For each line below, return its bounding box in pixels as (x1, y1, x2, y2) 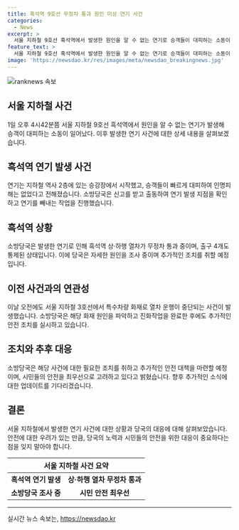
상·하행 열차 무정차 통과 (67, 475, 142, 484)
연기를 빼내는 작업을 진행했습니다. (20, 198, 114, 207)
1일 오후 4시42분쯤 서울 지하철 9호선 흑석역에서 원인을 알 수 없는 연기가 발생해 (7, 120, 225, 129)
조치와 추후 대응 (7, 343, 73, 356)
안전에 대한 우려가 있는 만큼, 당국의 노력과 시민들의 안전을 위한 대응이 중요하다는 (7, 433, 230, 442)
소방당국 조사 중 (11, 488, 61, 498)
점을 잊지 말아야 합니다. (7, 442, 73, 450)
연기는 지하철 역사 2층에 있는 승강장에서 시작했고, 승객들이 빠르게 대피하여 (7, 181, 213, 189)
